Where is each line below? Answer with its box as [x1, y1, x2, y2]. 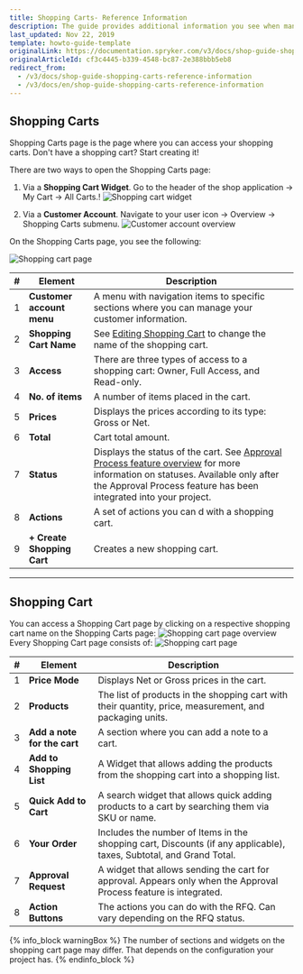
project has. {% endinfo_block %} [9, 954, 135, 965]
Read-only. [93, 376, 142, 389]
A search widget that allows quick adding [97, 789, 272, 802]
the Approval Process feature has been [93, 480, 259, 492]
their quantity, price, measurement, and [97, 700, 265, 712]
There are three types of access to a [93, 354, 248, 366]
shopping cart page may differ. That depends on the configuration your [9, 944, 274, 956]
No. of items [28, 391, 83, 403]
